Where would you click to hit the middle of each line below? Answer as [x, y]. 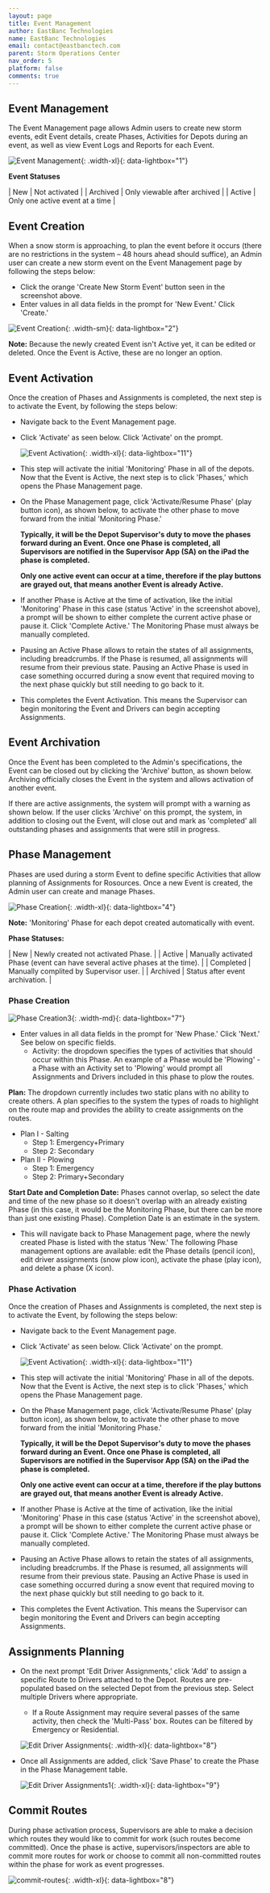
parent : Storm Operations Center [64, 53]
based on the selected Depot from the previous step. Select [154, 1689]
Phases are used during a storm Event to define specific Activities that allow [135, 874]
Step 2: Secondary [63, 1151]
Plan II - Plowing [47, 1159]
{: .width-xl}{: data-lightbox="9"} [165, 1786]
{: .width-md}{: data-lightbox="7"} [128, 1018]
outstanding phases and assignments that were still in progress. [114, 829]
